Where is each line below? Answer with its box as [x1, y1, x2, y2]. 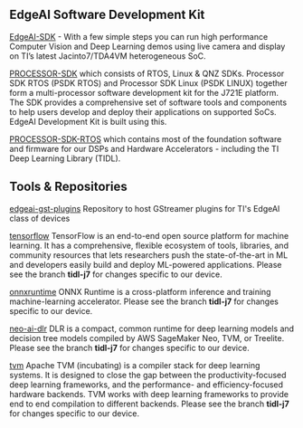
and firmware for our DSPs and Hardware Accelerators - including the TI [9, 143, 279, 154]
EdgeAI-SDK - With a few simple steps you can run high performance [9, 31, 269, 42]
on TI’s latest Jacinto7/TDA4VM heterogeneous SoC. [9, 50, 206, 62]
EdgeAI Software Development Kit [9, 7, 205, 23]
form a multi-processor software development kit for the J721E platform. [9, 87, 279, 98]
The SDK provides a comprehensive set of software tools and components [9, 97, 288, 108]
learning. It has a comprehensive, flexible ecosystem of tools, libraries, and [9, 240, 289, 251]
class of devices [9, 213, 71, 224]
